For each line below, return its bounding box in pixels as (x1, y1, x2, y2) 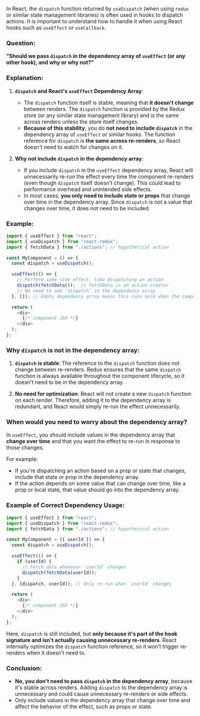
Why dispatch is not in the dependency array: (6, 346, 140, 354)
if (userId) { (17, 558, 52, 565)
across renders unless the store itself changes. (23, 118, 139, 125)
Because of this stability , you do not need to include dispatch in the (23, 124, 193, 131)
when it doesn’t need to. (26, 649, 86, 656)
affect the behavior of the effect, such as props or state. (14, 703, 153, 710)
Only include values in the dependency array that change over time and (14, 696, 190, 703)
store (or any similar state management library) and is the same (23, 112, 179, 119)
